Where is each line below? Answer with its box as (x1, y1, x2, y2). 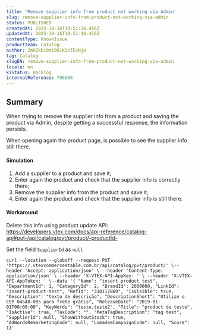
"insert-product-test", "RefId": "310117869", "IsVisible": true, (6, 289, 174, 294)
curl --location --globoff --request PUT (6, 258, 111, 264)
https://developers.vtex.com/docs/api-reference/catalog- (6, 228, 147, 235)
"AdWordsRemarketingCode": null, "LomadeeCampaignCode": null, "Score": (6, 320, 190, 326)
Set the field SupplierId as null (6, 246, 83, 253)
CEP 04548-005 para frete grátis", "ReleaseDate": (6, 299, 134, 305)
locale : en (6, 64, 33, 70)
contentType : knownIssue (6, 36, 68, 42)
